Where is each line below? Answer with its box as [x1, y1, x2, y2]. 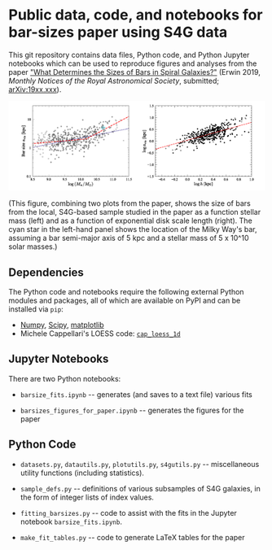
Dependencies [8, 265, 84, 279]
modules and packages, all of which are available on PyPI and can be [8, 295, 241, 305]
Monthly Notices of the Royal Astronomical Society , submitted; [8, 76, 220, 85]
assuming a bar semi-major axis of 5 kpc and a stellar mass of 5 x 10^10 [8, 234, 249, 243]
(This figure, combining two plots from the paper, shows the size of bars [8, 199, 251, 208]
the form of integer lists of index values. [20, 492, 155, 502]
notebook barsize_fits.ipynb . [20, 517, 122, 526]
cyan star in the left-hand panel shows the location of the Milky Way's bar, [8, 225, 257, 234]
